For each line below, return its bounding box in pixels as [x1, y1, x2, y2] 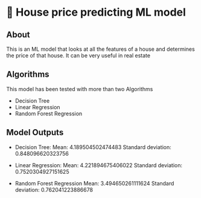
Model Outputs [6, 127, 64, 138]
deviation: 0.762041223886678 [14, 186, 94, 193]
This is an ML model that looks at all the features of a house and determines [6, 45, 195, 53]
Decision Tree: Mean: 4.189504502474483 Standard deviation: [14, 143, 172, 150]
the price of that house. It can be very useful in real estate [6, 52, 151, 59]
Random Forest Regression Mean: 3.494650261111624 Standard [14, 179, 174, 187]
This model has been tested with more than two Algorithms [6, 85, 153, 92]
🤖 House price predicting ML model [6, 5, 186, 19]
